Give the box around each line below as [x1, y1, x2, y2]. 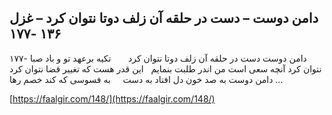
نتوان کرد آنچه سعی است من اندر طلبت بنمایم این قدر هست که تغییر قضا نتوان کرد [9, 62, 322, 75]
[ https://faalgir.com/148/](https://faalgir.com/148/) [9, 92, 216, 105]
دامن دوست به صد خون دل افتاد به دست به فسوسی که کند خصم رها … [9, 73, 284, 85]
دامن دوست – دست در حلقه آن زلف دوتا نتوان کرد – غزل [9, 10, 319, 27]
